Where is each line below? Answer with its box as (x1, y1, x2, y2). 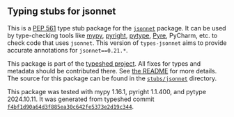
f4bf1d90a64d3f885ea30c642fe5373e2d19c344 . (7, 102, 134, 110)
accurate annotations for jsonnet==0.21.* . (7, 46, 128, 54)
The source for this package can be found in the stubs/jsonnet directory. (7, 74, 217, 82)
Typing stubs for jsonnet (7, 6, 116, 17)
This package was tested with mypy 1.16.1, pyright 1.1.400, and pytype (7, 87, 207, 96)
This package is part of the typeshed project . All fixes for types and (7, 59, 201, 68)
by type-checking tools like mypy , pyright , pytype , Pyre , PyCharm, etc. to (7, 31, 218, 39)
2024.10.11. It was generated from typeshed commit (7, 95, 155, 103)
